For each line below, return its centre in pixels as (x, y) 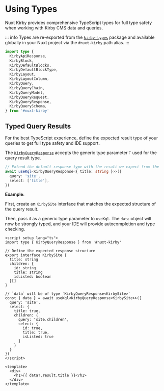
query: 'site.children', (43, 320)
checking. (15, 229)
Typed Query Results (38, 126)
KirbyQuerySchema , (28, 106)
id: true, (33, 328)
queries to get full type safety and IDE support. (52, 143)
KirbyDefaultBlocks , (30, 65)
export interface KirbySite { (36, 255)
